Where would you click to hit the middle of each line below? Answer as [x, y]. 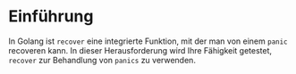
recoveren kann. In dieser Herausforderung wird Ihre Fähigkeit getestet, [140, 50]
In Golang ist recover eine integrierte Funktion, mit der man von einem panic [148, 41]
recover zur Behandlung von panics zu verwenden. [102, 60]
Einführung [51, 16]
